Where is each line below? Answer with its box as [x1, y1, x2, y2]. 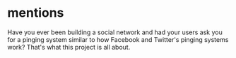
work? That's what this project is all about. [7, 43, 131, 51]
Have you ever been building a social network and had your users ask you [7, 28, 223, 36]
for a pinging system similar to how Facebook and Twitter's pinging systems [7, 35, 229, 43]
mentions [7, 5, 64, 21]
